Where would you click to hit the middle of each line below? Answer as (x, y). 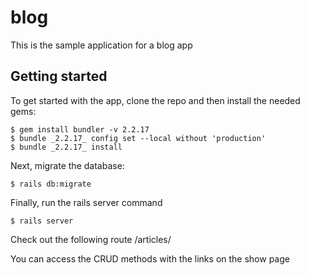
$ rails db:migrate (51, 184)
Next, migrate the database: (67, 165)
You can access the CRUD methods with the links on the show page (150, 258)
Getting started (59, 76)
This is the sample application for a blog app (101, 45)
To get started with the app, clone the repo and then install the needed (155, 100)
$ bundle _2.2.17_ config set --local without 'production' (138, 138)
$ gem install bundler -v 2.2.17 (80, 129)
